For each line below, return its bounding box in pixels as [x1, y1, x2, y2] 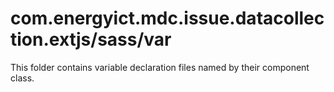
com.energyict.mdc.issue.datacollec [10, 7, 325, 30]
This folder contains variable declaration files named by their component [10, 61, 310, 73]
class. [10, 72, 35, 84]
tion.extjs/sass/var [10, 28, 172, 51]
